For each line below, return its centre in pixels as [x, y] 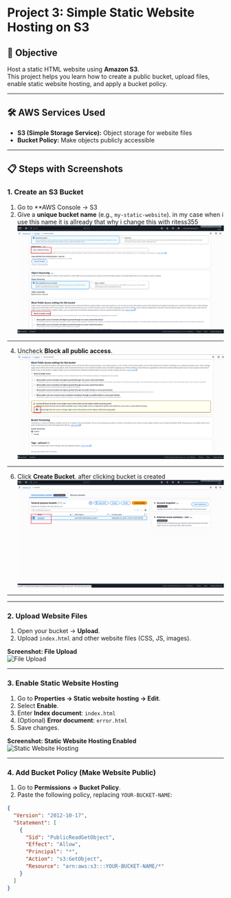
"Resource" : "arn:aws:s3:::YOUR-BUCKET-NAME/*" [95, 866]
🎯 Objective [32, 53]
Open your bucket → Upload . [58, 631]
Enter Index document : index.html [66, 713]
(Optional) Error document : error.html [72, 720]
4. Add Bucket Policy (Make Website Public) [81, 772]
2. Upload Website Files [47, 616]
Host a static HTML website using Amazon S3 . [73, 69]
